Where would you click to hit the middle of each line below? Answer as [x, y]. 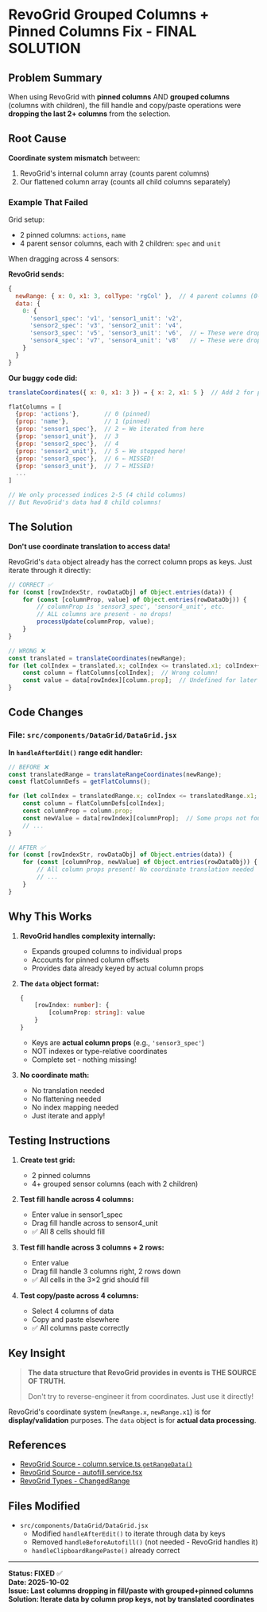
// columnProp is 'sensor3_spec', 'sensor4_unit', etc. [131, 607]
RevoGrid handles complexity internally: [88, 936]
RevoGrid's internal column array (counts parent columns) [114, 173]
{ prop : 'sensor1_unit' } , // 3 [67, 436]
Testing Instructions [59, 1141]
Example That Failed [48, 202]
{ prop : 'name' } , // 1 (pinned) [83, 422]
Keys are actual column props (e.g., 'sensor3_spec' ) [118, 1042]
